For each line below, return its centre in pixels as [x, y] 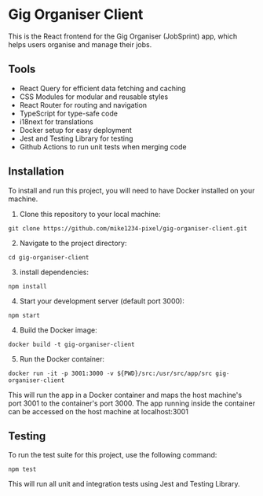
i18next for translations [57, 121]
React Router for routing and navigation [83, 105]
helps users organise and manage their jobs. [80, 44]
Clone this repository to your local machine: [90, 214]
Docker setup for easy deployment [75, 130]
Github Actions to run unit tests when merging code [103, 146]
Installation [36, 172]
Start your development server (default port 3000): [102, 301]
